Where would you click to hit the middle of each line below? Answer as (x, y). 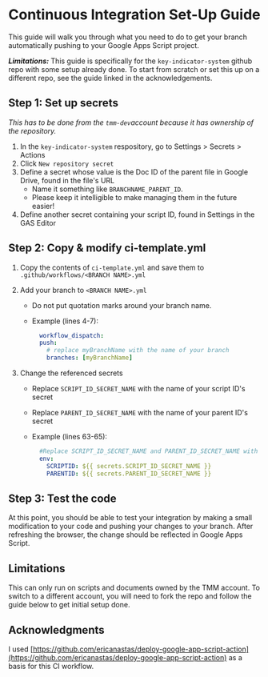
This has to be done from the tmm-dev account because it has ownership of (131, 122)
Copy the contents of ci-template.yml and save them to (112, 267)
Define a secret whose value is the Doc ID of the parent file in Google (134, 172)
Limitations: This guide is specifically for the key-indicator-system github (130, 61)
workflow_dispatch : (71, 335)
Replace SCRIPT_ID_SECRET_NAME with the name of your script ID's (138, 389)
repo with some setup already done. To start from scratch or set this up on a (134, 69)
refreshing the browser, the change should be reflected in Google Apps (126, 535)
